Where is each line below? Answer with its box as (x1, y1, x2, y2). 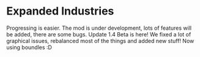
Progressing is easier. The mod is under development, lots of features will (6, 24, 191, 32)
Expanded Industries (6, 4, 114, 18)
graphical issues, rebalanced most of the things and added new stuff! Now (6, 37, 194, 44)
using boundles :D (6, 44, 52, 51)
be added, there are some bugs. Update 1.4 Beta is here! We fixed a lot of (6, 30, 191, 38)
